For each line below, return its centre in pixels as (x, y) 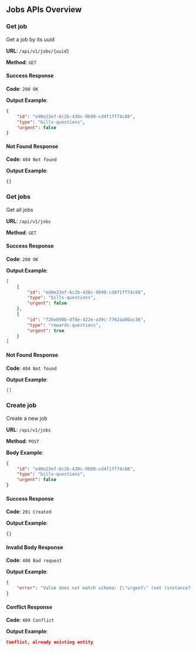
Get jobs (18, 197)
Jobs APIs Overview (44, 10)
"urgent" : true (46, 331)
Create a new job (27, 418)
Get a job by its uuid (30, 39)
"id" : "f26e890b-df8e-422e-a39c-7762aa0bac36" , (87, 320)
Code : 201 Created (29, 512)
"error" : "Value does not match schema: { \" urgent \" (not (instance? (104, 588)
